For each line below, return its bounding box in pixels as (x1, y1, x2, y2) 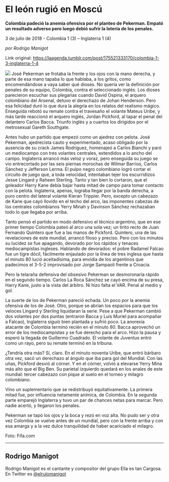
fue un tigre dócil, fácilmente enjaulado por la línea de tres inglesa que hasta (5, 251, 163, 257)
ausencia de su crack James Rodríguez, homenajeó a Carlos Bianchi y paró (5, 145, 162, 151)
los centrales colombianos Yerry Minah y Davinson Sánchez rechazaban (5, 203, 155, 210)
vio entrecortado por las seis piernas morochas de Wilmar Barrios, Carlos (5, 160, 157, 167)
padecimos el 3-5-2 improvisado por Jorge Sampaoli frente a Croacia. (5, 261, 151, 268)
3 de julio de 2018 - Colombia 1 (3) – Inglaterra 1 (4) (5, 35, 112, 41)
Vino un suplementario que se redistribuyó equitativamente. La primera (5, 386, 152, 392)
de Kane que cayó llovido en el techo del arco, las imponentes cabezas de (5, 198, 159, 204)
